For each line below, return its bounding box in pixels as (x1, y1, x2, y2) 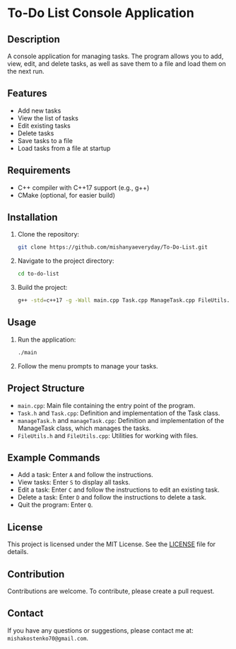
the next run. (7, 67, 45, 75)
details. (7, 548, 29, 556)
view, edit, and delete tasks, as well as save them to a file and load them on (7, 60, 226, 68)
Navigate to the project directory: (17, 256, 114, 265)
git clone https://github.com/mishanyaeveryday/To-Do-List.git (17, 244, 208, 251)
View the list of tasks (17, 113, 79, 122)
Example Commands (7, 451, 100, 463)
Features (7, 87, 47, 100)
